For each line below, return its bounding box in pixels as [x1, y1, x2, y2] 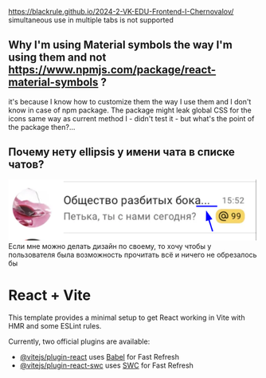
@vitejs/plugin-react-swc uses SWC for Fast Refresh [19, 360, 194, 370]
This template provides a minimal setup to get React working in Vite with [8, 313, 245, 322]
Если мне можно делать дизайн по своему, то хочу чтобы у [8, 241, 212, 250]
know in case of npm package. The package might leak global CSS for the [8, 105, 252, 115]
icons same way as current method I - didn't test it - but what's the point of [8, 113, 255, 123]
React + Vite [8, 286, 92, 304]
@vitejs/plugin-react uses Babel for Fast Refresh [19, 352, 180, 361]
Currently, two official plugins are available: [8, 337, 151, 346]
